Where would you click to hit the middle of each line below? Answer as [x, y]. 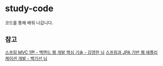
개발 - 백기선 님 [33, 58]
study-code [29, 9]
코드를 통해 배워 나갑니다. [29, 22]
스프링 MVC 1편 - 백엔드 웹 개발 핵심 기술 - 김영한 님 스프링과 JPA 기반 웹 [75, 52]
